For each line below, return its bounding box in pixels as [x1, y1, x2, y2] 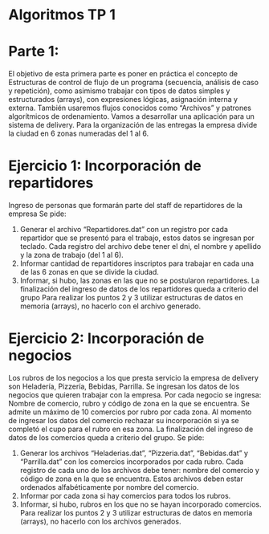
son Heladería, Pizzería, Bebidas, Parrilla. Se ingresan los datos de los [8, 381, 239, 391]
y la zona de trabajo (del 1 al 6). [19, 251, 124, 260]
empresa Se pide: [8, 209, 67, 218]
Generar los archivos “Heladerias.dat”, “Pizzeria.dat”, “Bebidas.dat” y [19, 448, 249, 458]
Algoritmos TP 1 [8, 6, 116, 24]
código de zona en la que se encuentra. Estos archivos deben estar [19, 474, 243, 483]
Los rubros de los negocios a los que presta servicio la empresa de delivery [8, 373, 259, 382]
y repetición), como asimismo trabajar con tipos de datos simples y [8, 86, 230, 96]
